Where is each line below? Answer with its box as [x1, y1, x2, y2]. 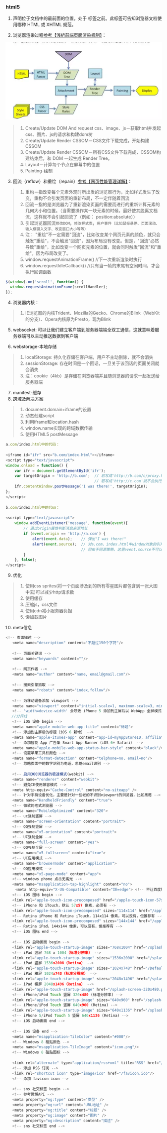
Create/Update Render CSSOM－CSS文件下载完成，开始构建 [25, 137, 150, 143]
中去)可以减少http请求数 [25, 589, 74, 595]
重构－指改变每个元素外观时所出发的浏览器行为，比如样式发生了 [25, 189, 156, 195]
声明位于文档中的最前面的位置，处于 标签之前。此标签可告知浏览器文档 [12, 15, 158, 21]
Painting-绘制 [25, 168, 53, 174]
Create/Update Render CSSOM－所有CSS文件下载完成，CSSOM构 [25, 149, 162, 155]
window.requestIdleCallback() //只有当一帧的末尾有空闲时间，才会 [25, 262, 160, 268]
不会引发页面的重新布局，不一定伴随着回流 [42, 195, 130, 201]
